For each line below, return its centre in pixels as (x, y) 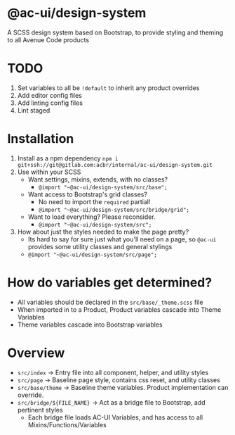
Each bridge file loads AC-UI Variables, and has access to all (115, 417)
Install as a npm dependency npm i (68, 158)
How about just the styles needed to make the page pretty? (103, 232)
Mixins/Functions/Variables (67, 424)
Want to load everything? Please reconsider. (92, 217)
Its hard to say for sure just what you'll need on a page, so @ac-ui (122, 239)
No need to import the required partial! (94, 201)
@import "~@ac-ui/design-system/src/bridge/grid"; (114, 210)
